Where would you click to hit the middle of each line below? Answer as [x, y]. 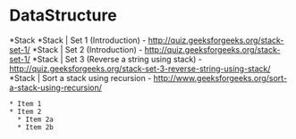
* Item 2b [35, 127]
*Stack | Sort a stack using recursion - [80, 78]
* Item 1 [25, 103]
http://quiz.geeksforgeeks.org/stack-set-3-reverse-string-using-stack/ [140, 69]
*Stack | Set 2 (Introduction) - [87, 49]
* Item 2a [35, 119]
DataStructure [63, 16]
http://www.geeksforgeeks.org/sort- [220, 78]
